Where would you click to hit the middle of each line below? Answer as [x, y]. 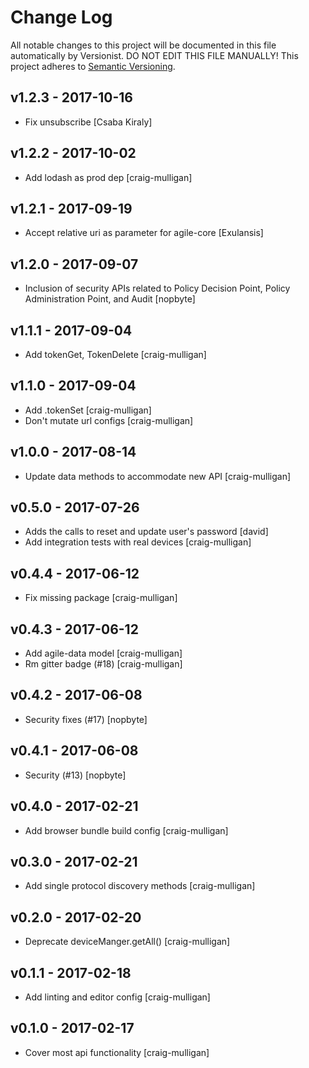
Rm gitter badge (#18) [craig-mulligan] [103, 664]
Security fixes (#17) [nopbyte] [86, 719]
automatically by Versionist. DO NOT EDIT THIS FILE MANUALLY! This [154, 55]
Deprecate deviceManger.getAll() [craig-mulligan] [127, 942]
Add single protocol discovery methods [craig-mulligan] [140, 886]
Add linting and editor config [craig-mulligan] [117, 997]
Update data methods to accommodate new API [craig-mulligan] [158, 476]
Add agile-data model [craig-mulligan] [103, 653]
